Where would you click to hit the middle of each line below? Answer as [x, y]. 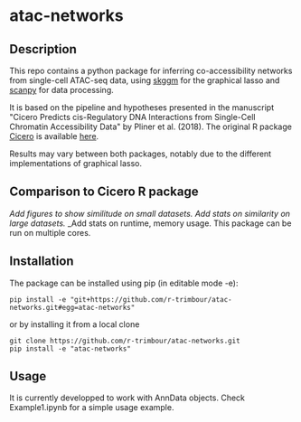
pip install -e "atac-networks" [70, 349]
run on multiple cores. [50, 232]
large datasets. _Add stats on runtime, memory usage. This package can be [150, 223]
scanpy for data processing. [62, 90]
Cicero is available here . [54, 136]
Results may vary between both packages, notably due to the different [141, 154]
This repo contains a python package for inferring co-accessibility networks [151, 70]
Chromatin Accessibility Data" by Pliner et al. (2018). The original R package [150, 127]
